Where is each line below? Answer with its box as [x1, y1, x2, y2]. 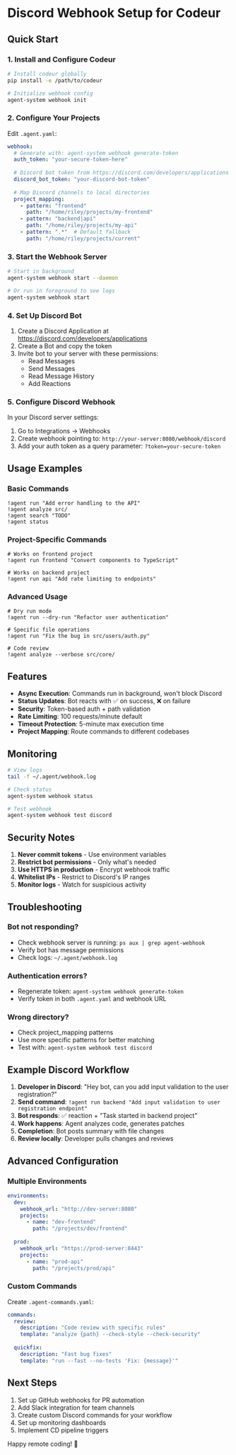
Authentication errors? [7, 971, 88, 981]
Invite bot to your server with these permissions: [17, 349, 159, 358]
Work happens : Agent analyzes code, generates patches [17, 1119, 185, 1128]
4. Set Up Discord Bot [7, 310, 83, 320]
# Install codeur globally [7, 70, 87, 77]
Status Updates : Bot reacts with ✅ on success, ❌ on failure [17, 697, 191, 705]
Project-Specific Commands [7, 535, 107, 544]
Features [7, 671, 47, 683]
